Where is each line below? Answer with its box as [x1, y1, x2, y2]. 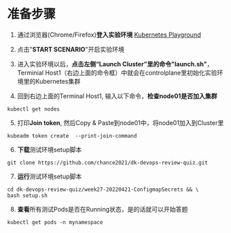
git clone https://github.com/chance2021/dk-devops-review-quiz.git [7, 159, 208, 166]
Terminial [17, 68, 43, 77]
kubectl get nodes [7, 105, 60, 113]
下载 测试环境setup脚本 [17, 145, 82, 153]
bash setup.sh [7, 192, 48, 199]
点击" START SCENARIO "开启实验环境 [17, 45, 125, 53]
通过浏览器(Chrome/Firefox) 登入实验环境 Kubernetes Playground [17, 30, 201, 39]
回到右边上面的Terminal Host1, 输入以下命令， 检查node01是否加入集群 [17, 91, 217, 100]
